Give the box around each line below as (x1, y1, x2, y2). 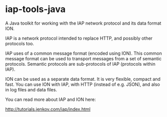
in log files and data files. (5, 86, 57, 92)
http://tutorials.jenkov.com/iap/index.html (5, 106, 91, 112)
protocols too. (5, 40, 34, 46)
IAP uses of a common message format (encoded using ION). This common (5, 50, 162, 56)
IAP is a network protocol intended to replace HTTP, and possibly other (5, 35, 153, 41)
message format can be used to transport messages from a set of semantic (5, 55, 162, 61)
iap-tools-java (5, 4, 66, 15)
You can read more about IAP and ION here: (5, 96, 96, 102)
